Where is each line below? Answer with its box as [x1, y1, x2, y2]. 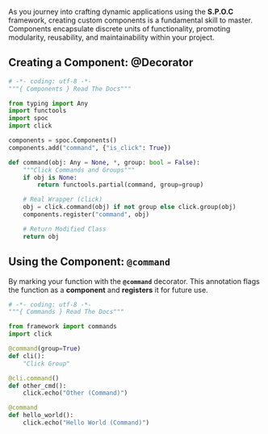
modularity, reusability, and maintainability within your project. [8, 32, 216, 42]
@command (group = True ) [8, 344, 82, 353]
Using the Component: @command [8, 255, 171, 269]
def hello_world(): [8, 411, 74, 419]
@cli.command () [8, 374, 60, 382]
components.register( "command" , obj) [23, 211, 150, 219]
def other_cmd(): [8, 382, 67, 390]
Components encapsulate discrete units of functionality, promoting [8, 24, 231, 33]
